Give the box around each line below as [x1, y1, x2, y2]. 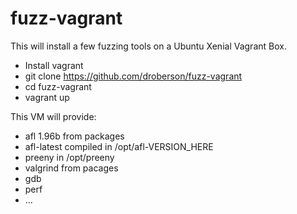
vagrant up [24, 91, 70, 103]
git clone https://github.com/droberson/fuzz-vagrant [24, 70, 243, 82]
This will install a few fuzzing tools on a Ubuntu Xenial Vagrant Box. [10, 40, 287, 52]
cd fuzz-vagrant [24, 80, 92, 92]
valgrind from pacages [24, 162, 119, 174]
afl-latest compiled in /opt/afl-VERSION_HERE [24, 140, 214, 152]
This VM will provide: [10, 110, 97, 122]
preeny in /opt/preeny [24, 151, 115, 163]
